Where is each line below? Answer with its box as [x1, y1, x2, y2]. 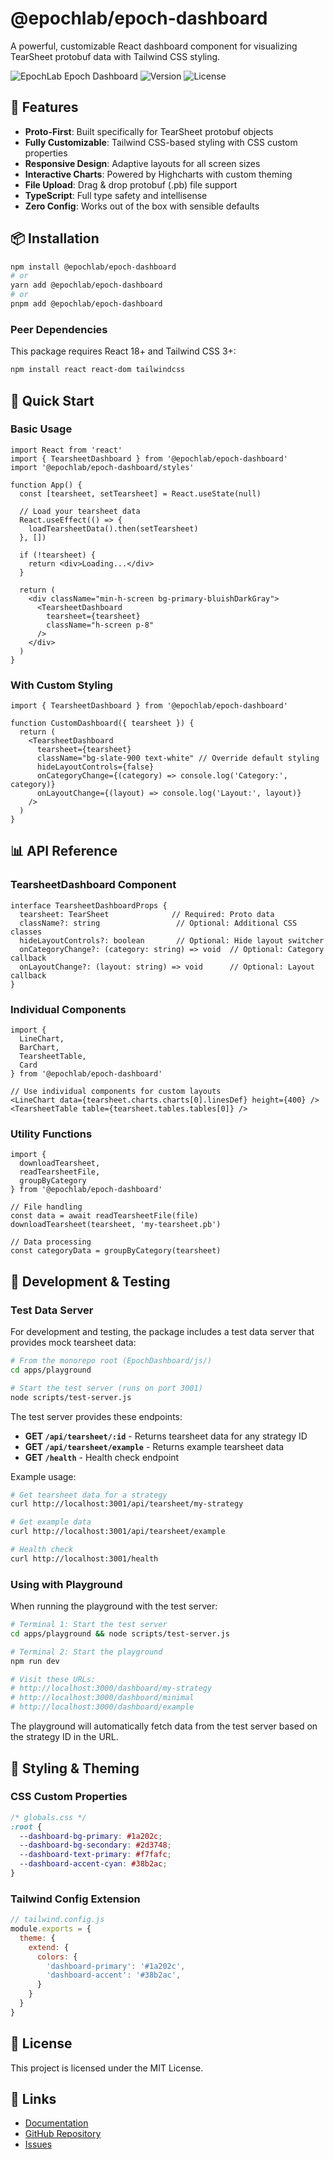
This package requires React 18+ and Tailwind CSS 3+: [10, 345, 237, 357]
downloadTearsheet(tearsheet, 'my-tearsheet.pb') [10, 1220, 222, 1230]
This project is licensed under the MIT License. [10, 2062, 204, 2074]
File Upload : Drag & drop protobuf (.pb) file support [24, 178, 238, 191]
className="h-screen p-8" [46, 620, 155, 630]
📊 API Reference [10, 843, 118, 860]
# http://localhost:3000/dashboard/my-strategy [10, 1683, 213, 1694]
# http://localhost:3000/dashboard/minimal [10, 1693, 195, 1703]
